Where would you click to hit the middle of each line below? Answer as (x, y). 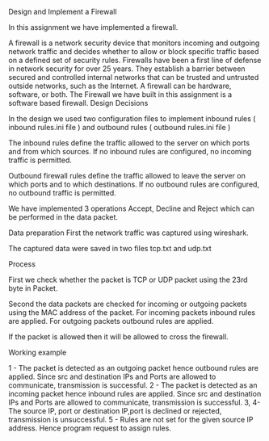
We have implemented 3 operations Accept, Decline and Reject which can (131, 208)
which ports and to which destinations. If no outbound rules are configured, (134, 184)
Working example (38, 352)
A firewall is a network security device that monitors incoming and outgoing (134, 43)
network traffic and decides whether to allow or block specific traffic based (134, 51)
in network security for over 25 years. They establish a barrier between (127, 69)
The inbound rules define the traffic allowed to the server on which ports (129, 143)
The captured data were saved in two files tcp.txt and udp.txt (110, 248)
